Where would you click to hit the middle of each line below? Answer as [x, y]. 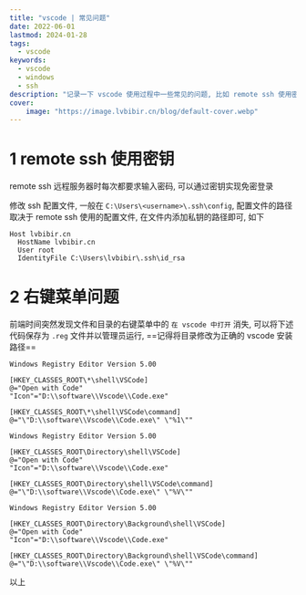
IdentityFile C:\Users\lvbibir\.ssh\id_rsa [101, 258]
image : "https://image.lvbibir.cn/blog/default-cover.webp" [142, 111]
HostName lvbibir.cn [56, 243]
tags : [20, 43]
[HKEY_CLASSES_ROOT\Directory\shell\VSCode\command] [112, 485]
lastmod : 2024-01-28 [49, 35]
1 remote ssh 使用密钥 [92, 159]
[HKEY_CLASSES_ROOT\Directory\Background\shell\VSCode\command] [134, 556]
